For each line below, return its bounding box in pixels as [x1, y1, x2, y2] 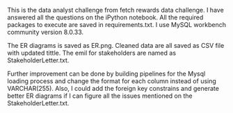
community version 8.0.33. [7, 28, 84, 36]
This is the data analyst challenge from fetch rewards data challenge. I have [7, 6, 224, 14]
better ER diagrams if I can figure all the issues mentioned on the [7, 92, 193, 100]
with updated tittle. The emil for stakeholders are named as [7, 49, 176, 57]
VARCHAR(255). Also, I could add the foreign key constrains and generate [7, 85, 219, 92]
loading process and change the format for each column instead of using [7, 77, 217, 85]
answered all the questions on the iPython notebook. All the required [7, 13, 204, 21]
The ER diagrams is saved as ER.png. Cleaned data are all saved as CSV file [7, 42, 225, 49]
